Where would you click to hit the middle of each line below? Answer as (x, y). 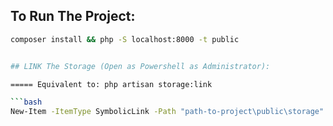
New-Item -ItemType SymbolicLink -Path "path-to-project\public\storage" (167, 112)
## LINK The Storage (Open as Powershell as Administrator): (140, 66)
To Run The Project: (73, 16)
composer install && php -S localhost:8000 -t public (125, 39)
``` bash (26, 102)
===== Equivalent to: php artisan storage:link (111, 84)
